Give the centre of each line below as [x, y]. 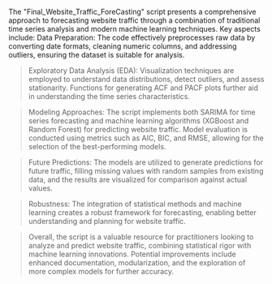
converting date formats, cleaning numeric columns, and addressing [123, 46]
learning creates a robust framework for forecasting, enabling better [142, 213]
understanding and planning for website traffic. [107, 221]
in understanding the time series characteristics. [109, 96]
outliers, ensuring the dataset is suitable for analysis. [97, 55]
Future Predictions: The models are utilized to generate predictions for [146, 162]
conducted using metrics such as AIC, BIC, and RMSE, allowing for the [146, 138]
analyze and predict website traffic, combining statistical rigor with [140, 245]
